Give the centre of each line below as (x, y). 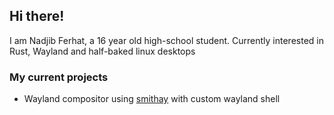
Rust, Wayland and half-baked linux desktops (102, 51)
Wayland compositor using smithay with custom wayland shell (152, 99)
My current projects (59, 77)
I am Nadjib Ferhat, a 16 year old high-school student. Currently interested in (166, 40)
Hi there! (37, 16)
